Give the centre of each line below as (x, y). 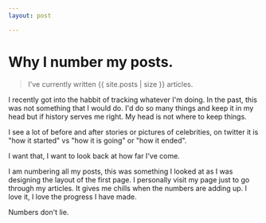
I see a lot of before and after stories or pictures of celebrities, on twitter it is (133, 131)
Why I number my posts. (91, 62)
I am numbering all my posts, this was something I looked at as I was (121, 171)
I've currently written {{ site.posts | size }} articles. (110, 84)
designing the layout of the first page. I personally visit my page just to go (129, 179)
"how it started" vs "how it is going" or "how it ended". (98, 140)
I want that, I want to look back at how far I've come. (94, 155)
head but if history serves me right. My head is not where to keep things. (127, 116)
